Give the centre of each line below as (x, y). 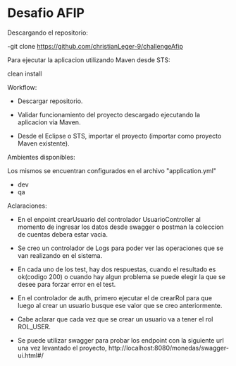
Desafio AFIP (46, 13)
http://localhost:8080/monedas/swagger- (168, 348)
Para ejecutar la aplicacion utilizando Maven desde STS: (89, 60)
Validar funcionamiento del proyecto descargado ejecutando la (109, 114)
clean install (25, 73)
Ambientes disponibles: (41, 157)
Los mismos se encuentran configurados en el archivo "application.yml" (112, 170)
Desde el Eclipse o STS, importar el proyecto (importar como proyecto (119, 136)
